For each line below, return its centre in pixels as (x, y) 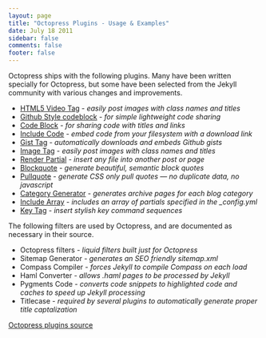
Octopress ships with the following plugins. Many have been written (120, 76)
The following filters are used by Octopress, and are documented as (120, 226)
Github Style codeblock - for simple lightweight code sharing (120, 117)
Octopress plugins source (51, 325)
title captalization (48, 310)
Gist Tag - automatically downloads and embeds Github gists (121, 142)
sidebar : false (34, 38)
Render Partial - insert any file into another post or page (112, 159)
